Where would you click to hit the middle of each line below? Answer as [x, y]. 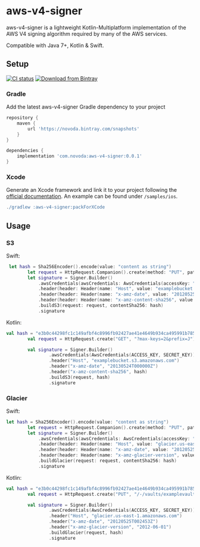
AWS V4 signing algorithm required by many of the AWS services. [87, 33]
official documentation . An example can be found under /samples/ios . [92, 196]
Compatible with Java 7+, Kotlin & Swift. [55, 45]
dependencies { [25, 151]
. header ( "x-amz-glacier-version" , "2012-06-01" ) [110, 527]
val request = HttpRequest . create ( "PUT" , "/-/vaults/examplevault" [113, 494]
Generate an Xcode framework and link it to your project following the [92, 190]
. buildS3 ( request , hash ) [79, 377]
